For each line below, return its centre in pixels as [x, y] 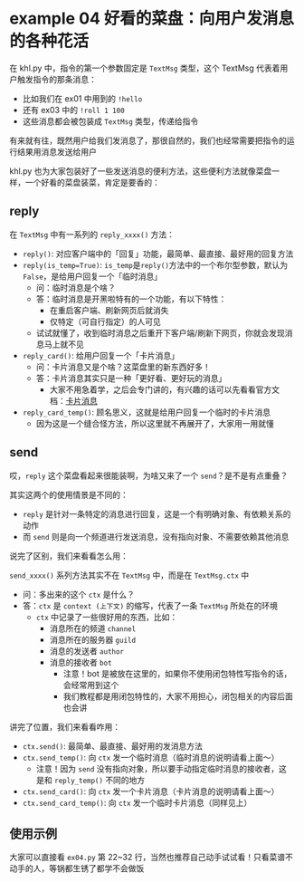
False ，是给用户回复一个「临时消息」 [92, 276]
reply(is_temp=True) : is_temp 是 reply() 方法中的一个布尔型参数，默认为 [155, 264]
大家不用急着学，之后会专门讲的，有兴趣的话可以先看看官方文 [165, 389]
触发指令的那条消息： [57, 79]
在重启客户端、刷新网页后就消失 [109, 310]
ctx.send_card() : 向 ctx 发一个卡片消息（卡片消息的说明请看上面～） [151, 791]
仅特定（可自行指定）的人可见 [105, 321]
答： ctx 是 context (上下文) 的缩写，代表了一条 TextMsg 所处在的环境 [150, 605]
